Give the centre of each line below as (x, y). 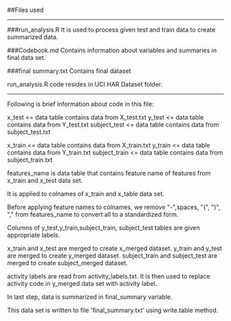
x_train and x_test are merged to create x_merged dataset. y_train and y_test (114, 248)
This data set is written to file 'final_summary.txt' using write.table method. (113, 310)
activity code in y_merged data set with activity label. (82, 284)
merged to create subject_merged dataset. (68, 263)
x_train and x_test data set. (45, 180)
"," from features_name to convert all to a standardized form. (93, 214)
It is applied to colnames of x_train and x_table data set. (86, 194)
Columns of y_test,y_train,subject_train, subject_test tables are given (104, 228)
